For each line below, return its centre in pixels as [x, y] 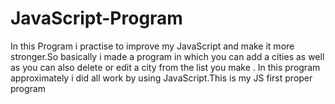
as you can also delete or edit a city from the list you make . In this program [165, 67]
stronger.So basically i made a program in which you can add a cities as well [167, 56]
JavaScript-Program [96, 18]
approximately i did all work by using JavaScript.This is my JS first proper [161, 78]
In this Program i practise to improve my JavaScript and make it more [152, 46]
